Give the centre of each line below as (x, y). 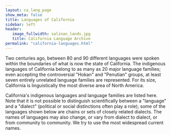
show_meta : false (24, 15)
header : (14, 29)
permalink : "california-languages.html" (49, 44)
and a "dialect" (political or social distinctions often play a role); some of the (85, 106)
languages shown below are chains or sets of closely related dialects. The (83, 111)
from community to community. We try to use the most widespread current (84, 122)
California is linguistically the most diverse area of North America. (75, 85)
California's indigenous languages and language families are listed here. (81, 95)
